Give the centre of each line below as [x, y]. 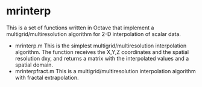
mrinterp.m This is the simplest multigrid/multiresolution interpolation [101, 46]
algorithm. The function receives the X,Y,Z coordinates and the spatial [102, 52]
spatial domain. [34, 65]
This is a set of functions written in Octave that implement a [80, 28]
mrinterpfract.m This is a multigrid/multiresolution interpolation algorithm [105, 71]
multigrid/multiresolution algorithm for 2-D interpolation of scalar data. [93, 34]
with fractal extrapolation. [47, 77]
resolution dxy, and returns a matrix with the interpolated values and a [102, 58]
